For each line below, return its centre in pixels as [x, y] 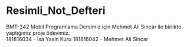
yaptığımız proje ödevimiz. [38, 32]
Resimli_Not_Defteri [56, 11]
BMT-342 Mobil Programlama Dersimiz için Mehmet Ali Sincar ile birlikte [94, 27]
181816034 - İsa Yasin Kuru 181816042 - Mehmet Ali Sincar [77, 39]
